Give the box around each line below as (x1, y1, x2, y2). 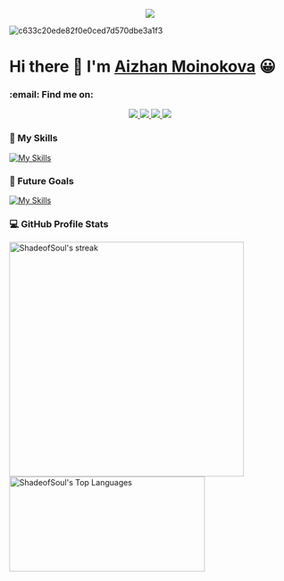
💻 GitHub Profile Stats (9, 218, 109, 230)
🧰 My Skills (9, 132, 58, 145)
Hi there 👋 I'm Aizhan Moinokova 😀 (9, 56, 276, 77)
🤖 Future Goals (9, 174, 74, 187)
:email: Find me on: (9, 88, 94, 101)
